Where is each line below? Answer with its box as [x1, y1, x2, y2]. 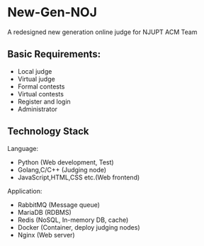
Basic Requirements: [7, 48, 101, 60]
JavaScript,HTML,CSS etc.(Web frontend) [17, 173, 140, 181]
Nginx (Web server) [17, 230, 76, 239]
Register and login [17, 97, 71, 106]
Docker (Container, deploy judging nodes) [17, 223, 140, 231]
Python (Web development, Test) [17, 157, 115, 167]
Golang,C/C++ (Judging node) [17, 165, 107, 174]
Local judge [17, 67, 52, 75]
